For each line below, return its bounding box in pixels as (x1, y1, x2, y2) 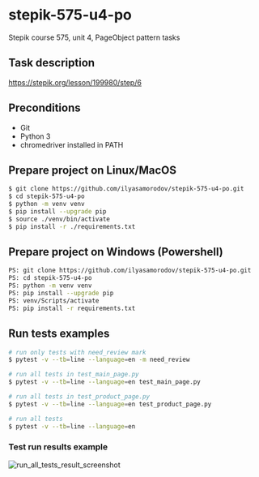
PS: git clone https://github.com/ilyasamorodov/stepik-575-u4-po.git (8, 266, 252, 275)
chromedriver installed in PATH (19, 140, 124, 149)
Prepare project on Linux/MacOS (8, 163, 176, 177)
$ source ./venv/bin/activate (8, 215, 111, 223)
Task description (8, 56, 96, 70)
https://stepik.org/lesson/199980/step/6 (8, 77, 142, 87)
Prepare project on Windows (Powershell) (8, 245, 224, 259)
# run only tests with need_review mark (8, 348, 147, 356)
